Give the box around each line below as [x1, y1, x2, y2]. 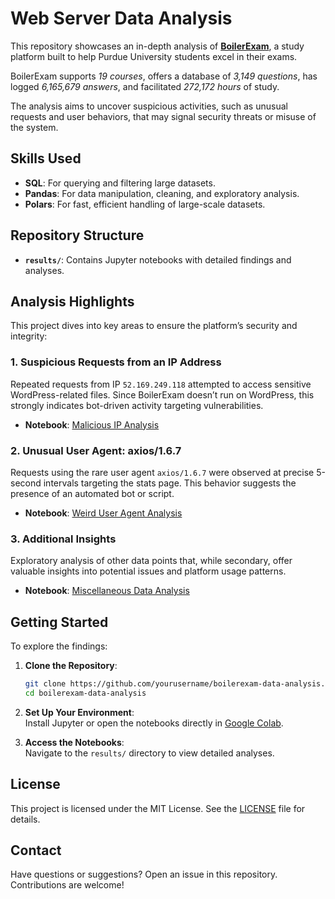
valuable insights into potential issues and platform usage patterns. [10, 565, 287, 577]
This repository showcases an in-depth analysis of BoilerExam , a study [10, 40, 305, 52]
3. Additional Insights [10, 532, 117, 546]
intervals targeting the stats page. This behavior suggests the [43, 477, 297, 489]
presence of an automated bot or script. [10, 487, 175, 499]
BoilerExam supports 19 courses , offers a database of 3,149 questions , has [10, 70, 318, 82]
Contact [10, 842, 62, 859]
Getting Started [10, 613, 109, 631]
